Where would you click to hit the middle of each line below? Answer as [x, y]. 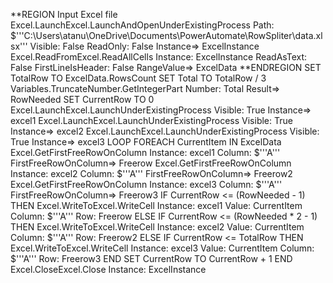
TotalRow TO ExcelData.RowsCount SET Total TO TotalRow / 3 [138, 78]
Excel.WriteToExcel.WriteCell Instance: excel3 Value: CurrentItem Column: [162, 248]
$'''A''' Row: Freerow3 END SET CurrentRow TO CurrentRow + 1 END [151, 258]
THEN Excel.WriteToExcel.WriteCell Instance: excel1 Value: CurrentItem [156, 205]
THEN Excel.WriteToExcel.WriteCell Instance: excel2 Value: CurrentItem [157, 227]
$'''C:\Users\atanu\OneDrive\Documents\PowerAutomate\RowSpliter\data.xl [166, 35]
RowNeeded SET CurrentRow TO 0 [82, 99]
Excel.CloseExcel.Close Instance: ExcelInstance [108, 269]
